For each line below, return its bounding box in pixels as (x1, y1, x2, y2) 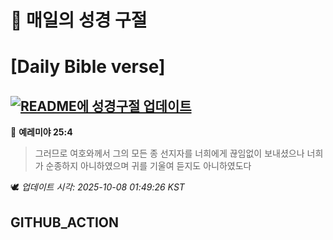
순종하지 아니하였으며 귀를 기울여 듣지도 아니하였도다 (45, 160, 252, 172)
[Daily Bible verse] (10, 56, 166, 78)
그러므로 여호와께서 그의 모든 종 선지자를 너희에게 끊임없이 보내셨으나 (34, 147, 305, 160)
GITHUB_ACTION (10, 214, 120, 231)
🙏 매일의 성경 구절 (10, 9, 148, 32)
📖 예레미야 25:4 (10, 126, 73, 138)
